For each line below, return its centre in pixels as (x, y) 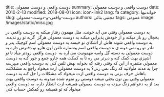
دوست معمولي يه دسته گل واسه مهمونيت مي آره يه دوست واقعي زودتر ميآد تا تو (79, 53)
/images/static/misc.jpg (29, 22)
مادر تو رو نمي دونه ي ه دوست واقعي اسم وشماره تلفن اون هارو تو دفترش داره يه (80, 48)
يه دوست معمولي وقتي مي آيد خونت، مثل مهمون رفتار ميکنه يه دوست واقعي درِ (78, 32)
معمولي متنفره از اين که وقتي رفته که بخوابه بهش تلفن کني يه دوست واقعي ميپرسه (81, 63)
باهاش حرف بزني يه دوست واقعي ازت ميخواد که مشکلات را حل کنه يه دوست (76, 73)
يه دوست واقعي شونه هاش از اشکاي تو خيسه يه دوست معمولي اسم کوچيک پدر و (79, 42)
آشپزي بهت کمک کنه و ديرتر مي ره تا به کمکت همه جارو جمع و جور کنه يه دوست (78, 58)
